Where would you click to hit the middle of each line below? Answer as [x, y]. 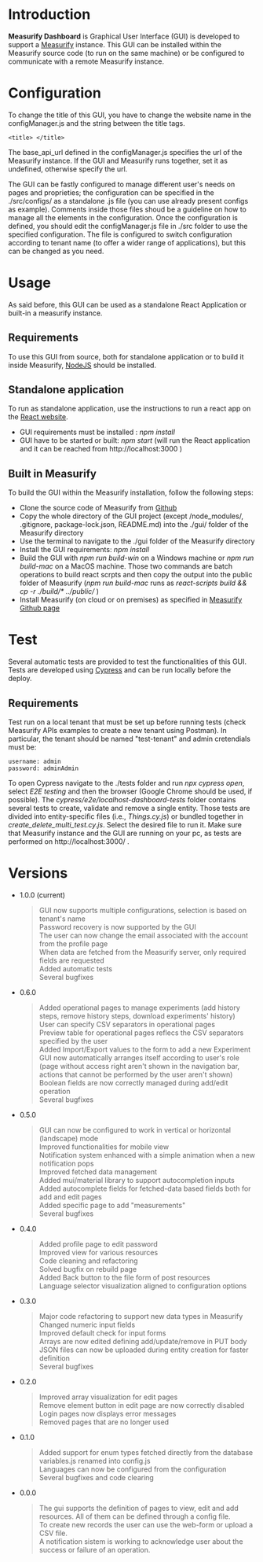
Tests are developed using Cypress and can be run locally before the [120, 670]
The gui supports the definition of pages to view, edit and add [139, 1508]
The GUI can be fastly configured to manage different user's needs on [122, 184]
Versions [38, 873]
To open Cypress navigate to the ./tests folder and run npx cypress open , [126, 783]
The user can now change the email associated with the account [144, 935]
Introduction [49, 15]
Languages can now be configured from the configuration [133, 1469]
